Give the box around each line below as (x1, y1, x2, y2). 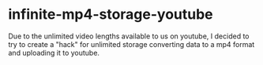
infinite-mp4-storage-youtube (8, 5, 213, 23)
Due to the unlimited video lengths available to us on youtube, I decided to (8, 31, 250, 41)
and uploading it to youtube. (8, 48, 100, 57)
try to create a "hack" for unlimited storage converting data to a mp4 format (8, 39, 255, 49)
